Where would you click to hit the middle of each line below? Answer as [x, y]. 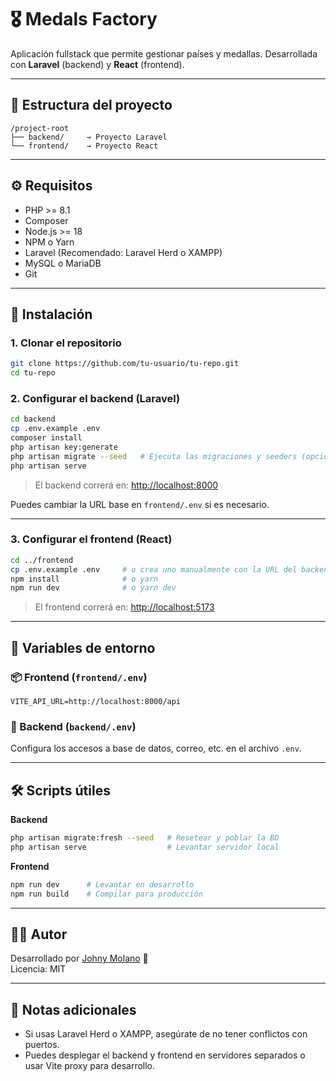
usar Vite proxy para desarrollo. [90, 1066]
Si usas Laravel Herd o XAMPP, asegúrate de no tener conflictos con [166, 1034]
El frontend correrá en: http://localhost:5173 [124, 607]
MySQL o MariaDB [63, 263]
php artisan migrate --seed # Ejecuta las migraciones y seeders [154, 456]
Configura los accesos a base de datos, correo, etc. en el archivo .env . [156, 748]
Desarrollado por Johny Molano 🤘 [79, 958]
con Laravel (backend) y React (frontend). [97, 64]
